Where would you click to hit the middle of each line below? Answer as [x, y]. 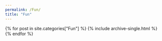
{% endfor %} [19, 34]
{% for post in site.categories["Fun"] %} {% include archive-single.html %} [81, 28]
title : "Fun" [19, 14]
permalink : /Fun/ [23, 10]
